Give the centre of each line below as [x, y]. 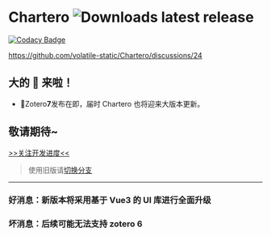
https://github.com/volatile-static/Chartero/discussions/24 [106, 55]
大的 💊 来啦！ [41, 83]
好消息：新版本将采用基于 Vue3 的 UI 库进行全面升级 [110, 200]
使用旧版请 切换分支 [60, 170]
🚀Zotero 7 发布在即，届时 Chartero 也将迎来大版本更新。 [112, 103]
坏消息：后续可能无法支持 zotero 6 [75, 224]
